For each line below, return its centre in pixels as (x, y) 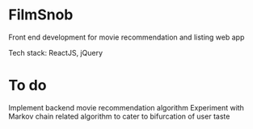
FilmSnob (41, 15)
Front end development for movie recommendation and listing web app (126, 37)
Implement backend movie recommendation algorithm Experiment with (126, 107)
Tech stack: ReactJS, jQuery (56, 52)
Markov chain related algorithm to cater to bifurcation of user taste (119, 116)
